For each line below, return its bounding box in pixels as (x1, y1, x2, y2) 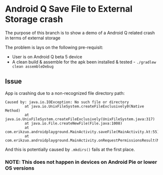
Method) (5, 108, 21, 113)
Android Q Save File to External (5, 3, 132, 15)
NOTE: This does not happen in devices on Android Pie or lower (5, 158, 157, 165)
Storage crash (5, 14, 63, 25)
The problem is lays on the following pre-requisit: (5, 44, 103, 50)
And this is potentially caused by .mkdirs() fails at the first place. (5, 146, 135, 152)
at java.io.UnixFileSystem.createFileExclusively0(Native (24, 104, 145, 109)
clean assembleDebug (12, 64, 54, 69)
